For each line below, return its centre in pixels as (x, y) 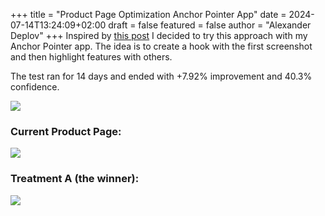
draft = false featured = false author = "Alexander (210, 25)
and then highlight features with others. (91, 57)
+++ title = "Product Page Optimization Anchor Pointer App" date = (148, 14)
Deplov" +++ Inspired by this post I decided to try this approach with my (159, 35)
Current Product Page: (66, 131)
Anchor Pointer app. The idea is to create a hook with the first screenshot (161, 46)
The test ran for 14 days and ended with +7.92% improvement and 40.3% (161, 76)
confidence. (35, 87)
